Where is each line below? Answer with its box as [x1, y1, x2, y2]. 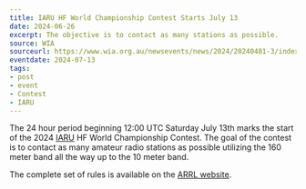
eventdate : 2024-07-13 [9, 55, 96, 65]
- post [9, 73, 35, 82]
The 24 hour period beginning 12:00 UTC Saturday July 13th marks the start [9, 123, 294, 134]
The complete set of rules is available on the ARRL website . [9, 169, 232, 180]
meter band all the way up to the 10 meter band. [9, 152, 189, 163]
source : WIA [9, 38, 55, 48]
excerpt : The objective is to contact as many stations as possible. [9, 30, 280, 39]
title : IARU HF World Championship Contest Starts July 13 [9, 13, 239, 23]
